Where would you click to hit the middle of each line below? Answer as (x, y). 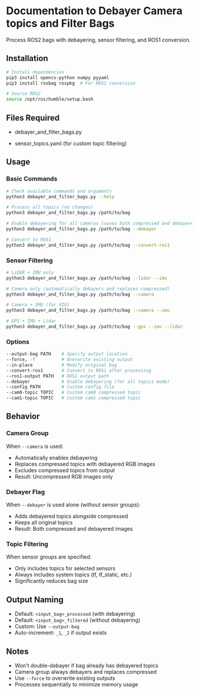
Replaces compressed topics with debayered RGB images (85, 464)
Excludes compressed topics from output (65, 470)
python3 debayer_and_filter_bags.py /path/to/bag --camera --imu (88, 311)
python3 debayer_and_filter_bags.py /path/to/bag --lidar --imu (87, 278)
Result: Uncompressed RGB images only (64, 476)
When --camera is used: (35, 446)
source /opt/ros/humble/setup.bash (50, 99)
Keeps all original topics (44, 522)
